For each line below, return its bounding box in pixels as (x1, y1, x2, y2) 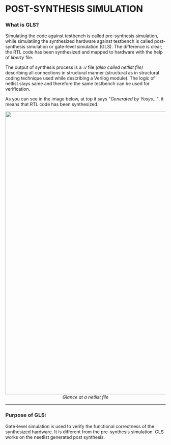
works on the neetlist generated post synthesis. (5, 434, 105, 440)
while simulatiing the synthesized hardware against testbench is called (5, 38, 153, 44)
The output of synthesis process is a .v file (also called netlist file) (5, 64, 144, 70)
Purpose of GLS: (5, 411, 47, 418)
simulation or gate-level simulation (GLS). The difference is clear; (26, 44, 163, 50)
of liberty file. (5, 55, 34, 61)
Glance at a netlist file (62, 394, 109, 400)
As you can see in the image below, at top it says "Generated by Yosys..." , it (5, 96, 164, 102)
